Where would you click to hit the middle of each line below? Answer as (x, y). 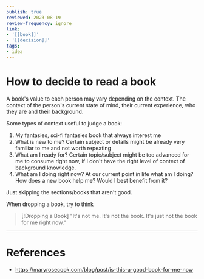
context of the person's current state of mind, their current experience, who (101, 105)
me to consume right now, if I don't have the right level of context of (100, 161)
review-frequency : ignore (39, 23)
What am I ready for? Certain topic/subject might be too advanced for (102, 154)
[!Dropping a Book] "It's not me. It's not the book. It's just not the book (109, 216)
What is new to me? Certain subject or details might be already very (100, 141)
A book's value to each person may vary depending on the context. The (96, 99)
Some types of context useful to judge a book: (64, 123)
